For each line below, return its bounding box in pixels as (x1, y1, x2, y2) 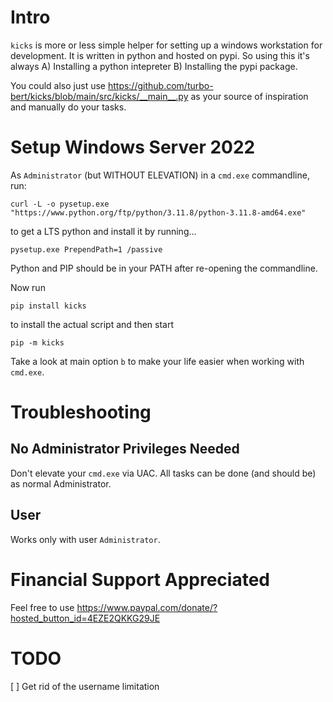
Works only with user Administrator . (10, 533, 161, 545)
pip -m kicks (10, 337, 65, 348)
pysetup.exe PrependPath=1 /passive (10, 244, 163, 255)
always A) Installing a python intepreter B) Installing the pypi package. (10, 60, 298, 72)
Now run (10, 281, 46, 293)
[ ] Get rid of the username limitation (10, 680, 160, 692)
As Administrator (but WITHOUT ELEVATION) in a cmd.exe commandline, (10, 169, 310, 181)
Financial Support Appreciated (10, 568, 270, 591)
